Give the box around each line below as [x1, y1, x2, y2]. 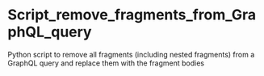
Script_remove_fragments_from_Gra [7, 6, 256, 24]
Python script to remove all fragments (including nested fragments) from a [7, 49, 255, 59]
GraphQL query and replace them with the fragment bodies [7, 58, 205, 68]
